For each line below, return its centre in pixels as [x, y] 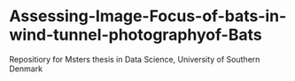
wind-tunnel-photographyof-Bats [136, 35]
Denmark [26, 69]
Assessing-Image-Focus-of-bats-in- [148, 16]
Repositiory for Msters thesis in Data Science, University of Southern [135, 59]
